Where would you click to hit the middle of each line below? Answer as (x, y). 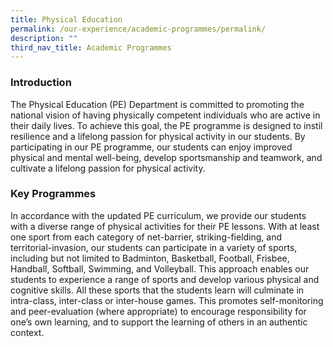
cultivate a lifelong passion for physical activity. (108, 168)
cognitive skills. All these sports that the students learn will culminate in (157, 290)
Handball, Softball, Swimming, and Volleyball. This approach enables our (160, 268)
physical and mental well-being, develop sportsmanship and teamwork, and (166, 157)
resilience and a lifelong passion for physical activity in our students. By (158, 136)
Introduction (41, 83)
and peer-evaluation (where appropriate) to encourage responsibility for (158, 311)
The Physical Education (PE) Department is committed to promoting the (157, 104)
